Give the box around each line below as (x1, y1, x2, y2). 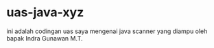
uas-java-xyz (6, 5, 84, 20)
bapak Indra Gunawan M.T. (6, 34, 83, 42)
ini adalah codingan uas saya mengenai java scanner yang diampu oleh (6, 27, 208, 35)
